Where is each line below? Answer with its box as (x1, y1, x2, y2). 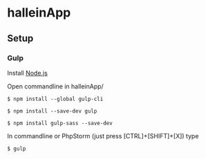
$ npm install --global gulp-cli (7, 95, 104, 102)
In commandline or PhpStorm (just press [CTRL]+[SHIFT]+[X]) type (7, 131, 199, 140)
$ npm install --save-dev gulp (7, 107, 97, 115)
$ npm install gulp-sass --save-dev (7, 120, 113, 127)
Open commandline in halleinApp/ (7, 82, 104, 91)
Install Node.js (7, 68, 48, 77)
